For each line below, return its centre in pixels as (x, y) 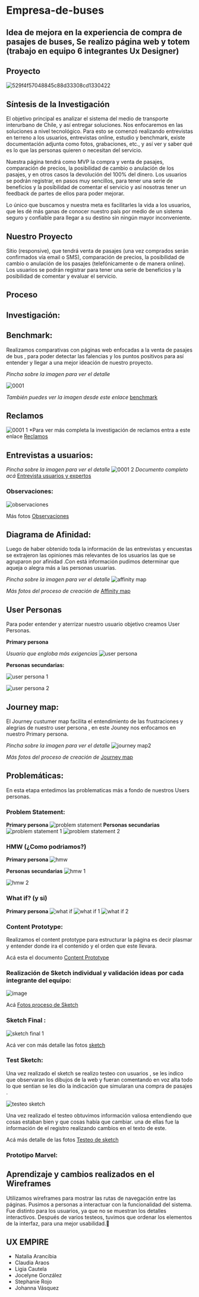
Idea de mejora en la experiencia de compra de (94, 32)
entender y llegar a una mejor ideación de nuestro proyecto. (80, 362)
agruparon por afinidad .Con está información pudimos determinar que (93, 561)
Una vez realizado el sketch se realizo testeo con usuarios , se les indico (95, 1073)
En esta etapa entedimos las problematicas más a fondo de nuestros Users (98, 790)
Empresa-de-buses (55, 10)
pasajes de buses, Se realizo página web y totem (98, 41)
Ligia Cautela (31, 1269)
